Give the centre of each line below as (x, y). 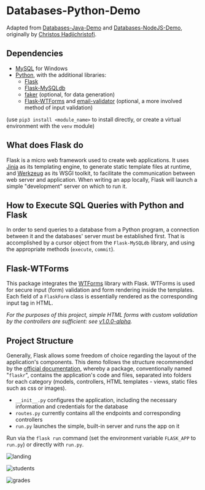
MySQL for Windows (41, 68)
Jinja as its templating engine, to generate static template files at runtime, (99, 166)
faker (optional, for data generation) (70, 94)
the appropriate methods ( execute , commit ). (61, 249)
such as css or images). (37, 388)
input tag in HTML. (30, 303)
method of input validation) (59, 107)
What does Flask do (45, 145)
